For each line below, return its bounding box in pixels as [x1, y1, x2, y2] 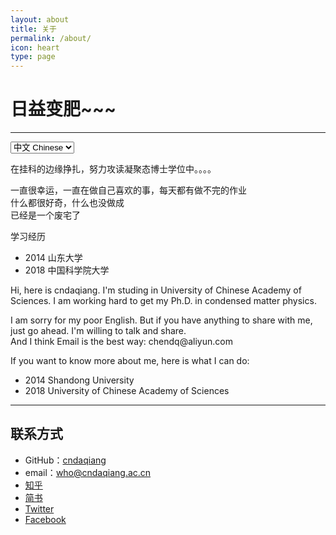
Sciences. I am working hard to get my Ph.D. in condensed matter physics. [10, 295, 317, 307]
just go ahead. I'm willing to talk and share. [10, 325, 187, 337]
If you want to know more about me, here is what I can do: [10, 355, 250, 367]
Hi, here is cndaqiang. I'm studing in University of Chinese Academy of [10, 284, 302, 296]
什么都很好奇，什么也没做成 [10, 197, 125, 209]
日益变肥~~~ [10, 98, 117, 121]
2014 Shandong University [24, 374, 135, 386]
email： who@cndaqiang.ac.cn [24, 466, 152, 478]
